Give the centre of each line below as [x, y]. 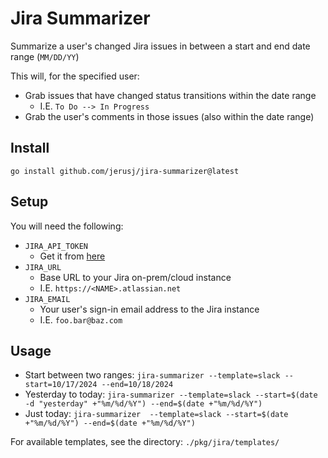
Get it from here [72, 256]
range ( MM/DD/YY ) [45, 56]
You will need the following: [67, 226]
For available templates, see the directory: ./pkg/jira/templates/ [145, 442]
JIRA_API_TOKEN [56, 246]
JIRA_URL [43, 267]
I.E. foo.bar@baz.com [81, 319]
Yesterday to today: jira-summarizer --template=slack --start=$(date [171, 394]
